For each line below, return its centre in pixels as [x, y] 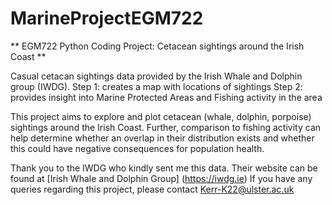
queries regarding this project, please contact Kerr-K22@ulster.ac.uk [152, 189]
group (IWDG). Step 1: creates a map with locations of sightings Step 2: [156, 86]
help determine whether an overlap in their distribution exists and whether [162, 138]
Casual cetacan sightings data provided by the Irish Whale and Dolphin [156, 76]
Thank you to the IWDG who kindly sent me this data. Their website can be [164, 168]
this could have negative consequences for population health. [137, 148]
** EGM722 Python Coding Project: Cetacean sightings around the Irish [157, 46]
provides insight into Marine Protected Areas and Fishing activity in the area [166, 97]
